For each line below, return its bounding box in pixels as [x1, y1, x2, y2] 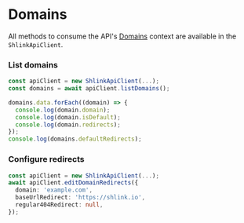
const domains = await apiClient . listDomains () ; [8, 85, 170, 93]
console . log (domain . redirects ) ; [15, 120, 122, 129]
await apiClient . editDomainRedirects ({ [8, 179, 139, 187]
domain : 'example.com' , [15, 186, 93, 194]
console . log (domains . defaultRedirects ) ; [8, 135, 143, 143]
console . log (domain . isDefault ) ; [15, 113, 122, 121]
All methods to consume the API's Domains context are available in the [8, 31, 237, 41]
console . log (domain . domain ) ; [15, 106, 111, 114]
